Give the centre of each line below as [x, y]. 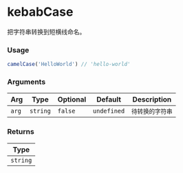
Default [109, 100]
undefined [109, 111]
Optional [72, 100]
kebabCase [40, 12]
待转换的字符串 [152, 112]
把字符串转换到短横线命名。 [46, 32]
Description [152, 100]
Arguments [26, 82]
